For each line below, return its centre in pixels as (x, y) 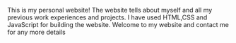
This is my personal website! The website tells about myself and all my (110, 10)
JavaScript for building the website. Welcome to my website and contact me (118, 25)
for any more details (36, 32)
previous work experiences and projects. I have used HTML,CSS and (107, 17)
